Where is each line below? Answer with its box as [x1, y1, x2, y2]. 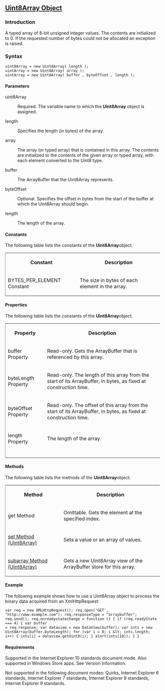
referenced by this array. [47, 353, 104, 360]
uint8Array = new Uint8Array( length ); [5, 64, 89, 69]
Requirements [5, 644, 35, 650]
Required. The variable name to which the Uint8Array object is [17, 104, 145, 110]
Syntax [5, 53, 23, 60]
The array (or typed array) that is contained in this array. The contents [17, 147, 159, 153]
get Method [8, 512, 35, 519]
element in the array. [80, 283, 128, 290]
